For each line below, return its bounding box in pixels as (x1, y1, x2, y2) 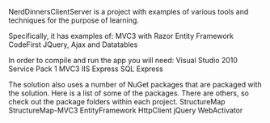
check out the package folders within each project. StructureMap (8, 97, 226, 106)
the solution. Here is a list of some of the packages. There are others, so (8, 88, 249, 98)
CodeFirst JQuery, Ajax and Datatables (8, 40, 138, 49)
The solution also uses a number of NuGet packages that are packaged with (8, 80, 263, 89)
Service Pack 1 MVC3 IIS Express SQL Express (8, 64, 163, 74)
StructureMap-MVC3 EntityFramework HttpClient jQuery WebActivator (8, 105, 243, 115)
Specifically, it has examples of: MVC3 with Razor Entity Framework (8, 32, 234, 40)
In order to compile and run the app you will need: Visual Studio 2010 (8, 56, 238, 65)
